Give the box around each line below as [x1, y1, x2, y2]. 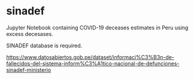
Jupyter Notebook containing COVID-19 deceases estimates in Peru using [6, 24, 189, 31]
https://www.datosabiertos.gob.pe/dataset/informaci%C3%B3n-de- [6, 53, 175, 60]
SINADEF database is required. [6, 42, 83, 49]
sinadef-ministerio [6, 66, 51, 73]
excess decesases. [6, 30, 54, 37]
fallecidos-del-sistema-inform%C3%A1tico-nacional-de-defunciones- [6, 60, 180, 67]
